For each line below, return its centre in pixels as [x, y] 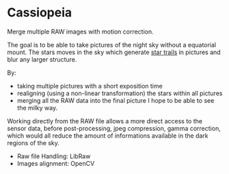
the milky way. [37, 108]
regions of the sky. [33, 142]
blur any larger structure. [42, 59]
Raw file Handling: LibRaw [54, 156]
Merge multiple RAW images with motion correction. [80, 32]
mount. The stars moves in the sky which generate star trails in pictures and [114, 52]
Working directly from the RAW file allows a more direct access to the [105, 121]
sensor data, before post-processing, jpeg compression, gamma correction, [114, 128]
